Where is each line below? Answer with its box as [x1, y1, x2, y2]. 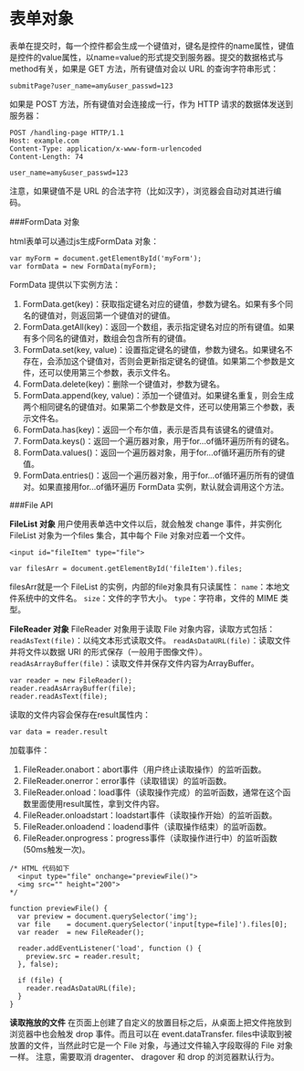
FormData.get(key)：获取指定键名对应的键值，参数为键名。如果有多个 [22, 298, 286, 309]
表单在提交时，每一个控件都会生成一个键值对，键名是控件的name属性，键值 [9, 40, 295, 51]
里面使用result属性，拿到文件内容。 [30, 798, 164, 809]
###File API [9, 499, 54, 510]
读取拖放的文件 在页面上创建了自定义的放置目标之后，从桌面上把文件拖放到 [9, 1016, 292, 1028]
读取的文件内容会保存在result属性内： [9, 709, 152, 720]
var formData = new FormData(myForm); [9, 261, 157, 270]
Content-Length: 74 [9, 152, 84, 161]
